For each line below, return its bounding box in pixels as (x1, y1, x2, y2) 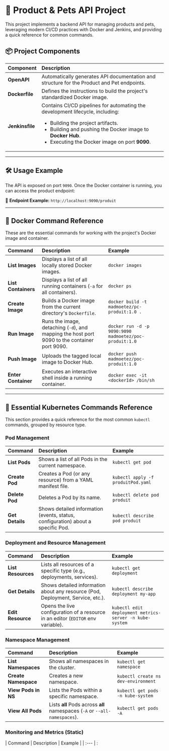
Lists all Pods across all (49, 701, 105, 708)
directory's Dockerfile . (42, 310, 97, 317)
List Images (8, 262, 36, 269)
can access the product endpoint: (5, 187, 75, 194)
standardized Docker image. (41, 93, 108, 101)
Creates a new (49, 672, 83, 679)
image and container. (5, 235, 49, 241)
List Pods (8, 459, 31, 466)
